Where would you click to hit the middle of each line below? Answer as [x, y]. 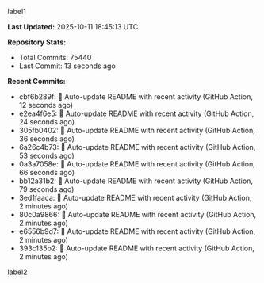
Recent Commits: [36, 81]
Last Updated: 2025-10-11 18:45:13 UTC [73, 27]
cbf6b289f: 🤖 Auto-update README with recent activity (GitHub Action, [136, 97]
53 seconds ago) [46, 155]
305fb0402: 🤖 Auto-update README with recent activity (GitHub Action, [137, 130]
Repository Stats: [37, 42]
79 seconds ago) [46, 189]
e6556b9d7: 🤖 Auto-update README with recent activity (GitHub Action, [137, 231]
